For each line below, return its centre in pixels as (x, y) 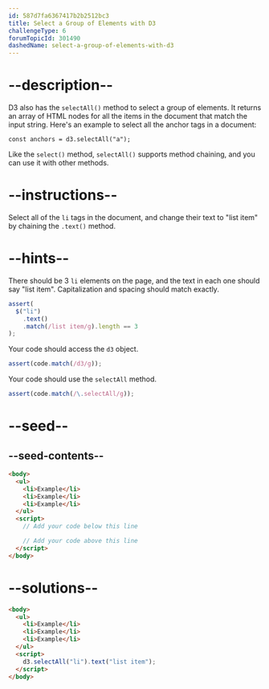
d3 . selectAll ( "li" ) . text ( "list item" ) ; (90, 662)
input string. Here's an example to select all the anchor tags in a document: (132, 124)
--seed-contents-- (56, 456)
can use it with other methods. (59, 163)
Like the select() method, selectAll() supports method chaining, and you (132, 154)
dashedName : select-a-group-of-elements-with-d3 (91, 46)
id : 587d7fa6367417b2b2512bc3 (59, 16)
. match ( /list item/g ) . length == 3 (80, 326)
